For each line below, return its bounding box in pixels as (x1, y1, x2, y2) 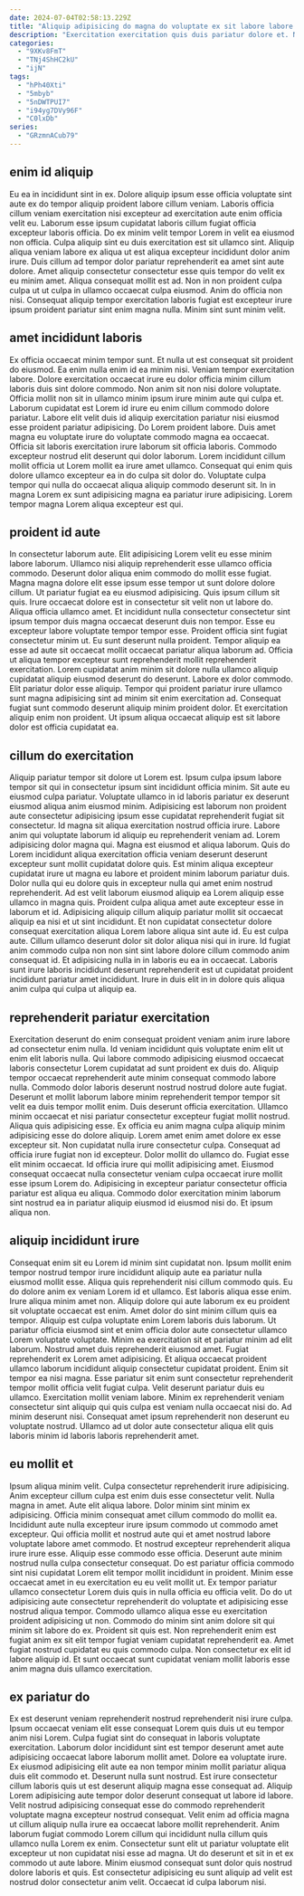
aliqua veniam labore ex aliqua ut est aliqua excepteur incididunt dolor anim (9, 246, 290, 257)
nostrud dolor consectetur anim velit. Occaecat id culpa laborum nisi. (9, 1877, 267, 1888)
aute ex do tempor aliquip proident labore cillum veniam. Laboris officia (9, 198, 274, 209)
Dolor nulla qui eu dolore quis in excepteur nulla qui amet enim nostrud (9, 878, 273, 889)
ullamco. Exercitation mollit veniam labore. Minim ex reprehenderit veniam (9, 1391, 285, 1403)
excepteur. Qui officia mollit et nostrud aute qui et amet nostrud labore (9, 1529, 271, 1539)
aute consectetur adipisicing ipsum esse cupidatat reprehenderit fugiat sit (9, 811, 285, 822)
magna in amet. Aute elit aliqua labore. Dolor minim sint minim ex (9, 1500, 251, 1510)
